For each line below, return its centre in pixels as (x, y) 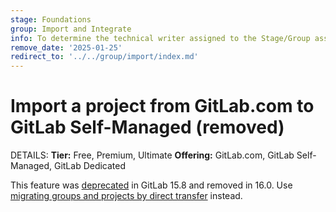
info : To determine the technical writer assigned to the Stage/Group (160, 38)
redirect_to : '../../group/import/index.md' (104, 57)
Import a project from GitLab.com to (162, 106)
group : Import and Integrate (71, 29)
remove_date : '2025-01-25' (66, 47)
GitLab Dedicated (90, 166)
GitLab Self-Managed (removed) (147, 127)
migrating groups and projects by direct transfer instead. (126, 196)
